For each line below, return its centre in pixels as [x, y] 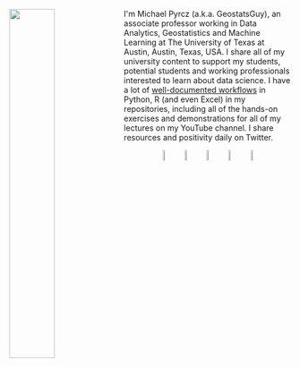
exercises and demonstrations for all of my [203, 118]
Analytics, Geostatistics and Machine [193, 33]
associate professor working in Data [190, 23]
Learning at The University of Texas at [194, 42]
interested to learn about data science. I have [207, 80]
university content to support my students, [202, 61]
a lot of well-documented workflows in [195, 90]
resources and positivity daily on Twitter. [198, 137]
